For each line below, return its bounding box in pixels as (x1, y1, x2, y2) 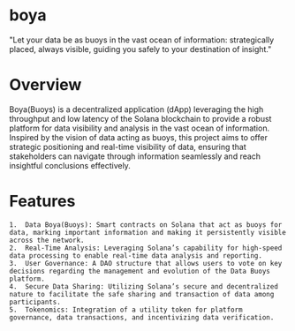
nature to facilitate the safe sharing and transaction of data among (9, 290, 275, 298)
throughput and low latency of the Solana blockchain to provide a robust (9, 113, 272, 124)
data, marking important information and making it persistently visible (9, 228, 287, 237)
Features (9, 192, 76, 212)
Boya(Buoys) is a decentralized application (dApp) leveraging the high (9, 103, 264, 115)
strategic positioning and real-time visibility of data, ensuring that (9, 141, 247, 152)
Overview (9, 75, 82, 95)
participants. (9, 297, 62, 306)
